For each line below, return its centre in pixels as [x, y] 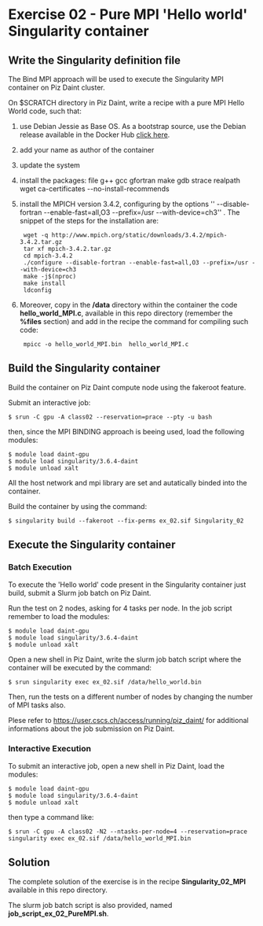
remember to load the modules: [59, 616]
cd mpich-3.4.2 [48, 256]
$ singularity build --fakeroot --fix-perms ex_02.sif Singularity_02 [126, 521]
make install [44, 283]
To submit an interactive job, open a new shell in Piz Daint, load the [117, 766]
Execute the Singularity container [92, 545]
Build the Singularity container [84, 369]
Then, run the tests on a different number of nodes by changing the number [131, 696]
